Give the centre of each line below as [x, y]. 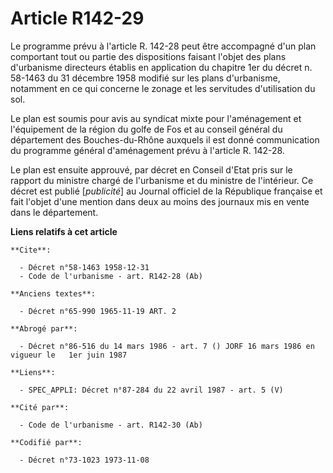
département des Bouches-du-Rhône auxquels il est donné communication [165, 139]
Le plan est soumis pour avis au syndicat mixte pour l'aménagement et [156, 118]
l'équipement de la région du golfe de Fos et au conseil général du [146, 129]
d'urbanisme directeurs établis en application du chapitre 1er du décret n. [161, 67]
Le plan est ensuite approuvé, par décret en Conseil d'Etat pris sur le [151, 169]
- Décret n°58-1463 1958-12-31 [84, 267]
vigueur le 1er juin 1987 [69, 355]
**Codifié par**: [46, 442]
